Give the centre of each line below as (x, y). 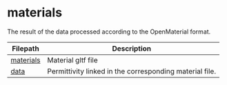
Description (132, 48)
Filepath (25, 48)
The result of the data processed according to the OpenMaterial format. (109, 32)
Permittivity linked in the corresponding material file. (131, 71)
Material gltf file (72, 60)
